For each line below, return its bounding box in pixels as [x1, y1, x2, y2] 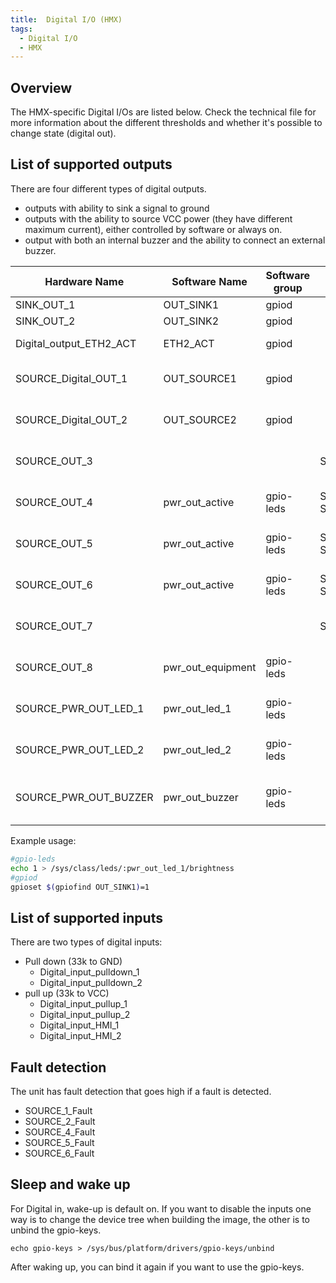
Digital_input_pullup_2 [39, 1009, 131, 1021]
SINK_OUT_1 [15, 297, 76, 311]
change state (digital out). [10, 127, 117, 140]
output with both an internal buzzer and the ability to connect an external [24, 234, 326, 246]
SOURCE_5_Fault [24, 1137, 95, 1148]
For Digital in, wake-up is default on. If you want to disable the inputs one [10, 1202, 312, 1215]
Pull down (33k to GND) [24, 956, 123, 968]
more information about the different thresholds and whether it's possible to [10, 117, 323, 129]
